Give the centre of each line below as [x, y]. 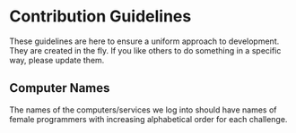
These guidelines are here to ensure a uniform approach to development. [144, 41]
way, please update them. [57, 60]
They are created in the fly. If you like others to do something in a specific [145, 50]
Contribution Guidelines [100, 17]
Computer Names [60, 88]
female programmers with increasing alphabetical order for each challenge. [148, 119]
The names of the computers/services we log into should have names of [143, 110]
